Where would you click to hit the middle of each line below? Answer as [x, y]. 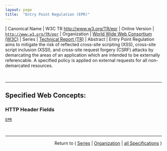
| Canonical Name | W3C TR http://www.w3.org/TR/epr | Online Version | [80, 28]
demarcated [18, 66]
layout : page [19, 10]
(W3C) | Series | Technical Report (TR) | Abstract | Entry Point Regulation [80, 39]
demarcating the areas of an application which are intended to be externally [83, 55]
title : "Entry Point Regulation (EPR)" [48, 14]
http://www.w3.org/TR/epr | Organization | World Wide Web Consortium [79, 34]
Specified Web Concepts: [45, 95]
